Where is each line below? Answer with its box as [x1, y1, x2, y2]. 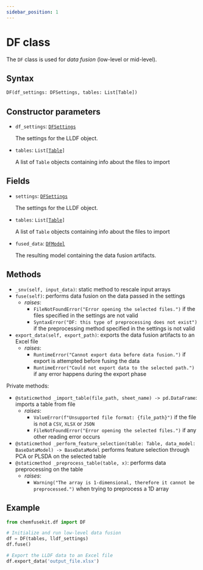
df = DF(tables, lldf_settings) [6, 536, 88, 542]
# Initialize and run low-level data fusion [6, 530, 121, 536]
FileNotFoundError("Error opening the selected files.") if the [33, 305, 196, 312]
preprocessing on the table [15, 465, 84, 473]
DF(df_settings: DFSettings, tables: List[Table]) [6, 89, 138, 96]
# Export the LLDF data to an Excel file [6, 552, 113, 558]
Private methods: [6, 382, 49, 389]
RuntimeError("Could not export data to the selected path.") [33, 365, 195, 371]
